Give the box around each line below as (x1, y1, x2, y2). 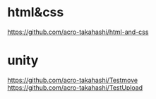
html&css (7, 4, 64, 21)
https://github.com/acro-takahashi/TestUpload (7, 83, 143, 92)
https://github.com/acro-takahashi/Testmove (7, 76, 138, 84)
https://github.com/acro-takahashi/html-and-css (7, 28, 149, 36)
